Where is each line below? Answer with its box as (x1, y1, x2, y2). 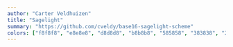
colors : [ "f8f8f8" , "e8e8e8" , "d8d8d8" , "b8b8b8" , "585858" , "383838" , (7, 29, 219, 37)
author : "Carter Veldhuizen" (7, 10, 92, 17)
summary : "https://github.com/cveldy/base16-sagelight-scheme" (7, 23, 194, 30)
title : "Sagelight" (7, 17, 64, 23)
